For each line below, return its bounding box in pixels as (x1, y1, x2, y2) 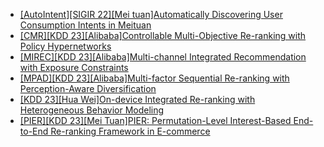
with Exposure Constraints (19, 62, 129, 73)
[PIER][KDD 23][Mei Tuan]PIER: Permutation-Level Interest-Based (19, 115, 292, 126)
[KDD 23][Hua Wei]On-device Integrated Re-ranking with (19, 94, 256, 105)
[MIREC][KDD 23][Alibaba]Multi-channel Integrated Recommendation (19, 51, 307, 63)
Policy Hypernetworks (19, 40, 112, 52)
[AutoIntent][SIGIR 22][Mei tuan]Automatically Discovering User (19, 9, 283, 20)
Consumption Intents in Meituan (19, 19, 152, 31)
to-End (19, 125, 49, 137)
